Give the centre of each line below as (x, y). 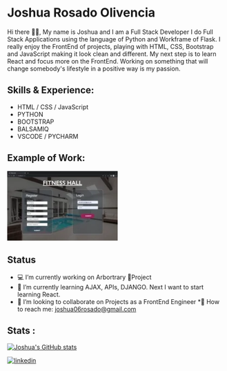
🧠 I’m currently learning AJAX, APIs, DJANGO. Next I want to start (110, 287)
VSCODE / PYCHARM (48, 136)
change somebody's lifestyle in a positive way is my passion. (94, 68)
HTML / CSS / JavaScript (53, 107)
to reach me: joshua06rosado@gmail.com (77, 309)
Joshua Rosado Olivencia (81, 13)
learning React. (39, 294)
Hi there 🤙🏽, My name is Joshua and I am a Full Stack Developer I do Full (110, 32)
